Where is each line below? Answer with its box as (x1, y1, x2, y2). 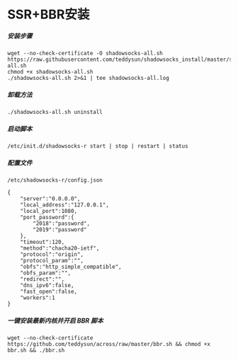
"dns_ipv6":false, (20, 282, 74, 289)
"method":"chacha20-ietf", (20, 245, 100, 252)
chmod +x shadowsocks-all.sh (7, 69, 93, 76)
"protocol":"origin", (20, 251, 84, 258)
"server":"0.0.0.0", (20, 195, 81, 202)
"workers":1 (20, 294, 55, 301)
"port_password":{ (20, 214, 74, 221)
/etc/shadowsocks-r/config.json (7, 177, 103, 184)
